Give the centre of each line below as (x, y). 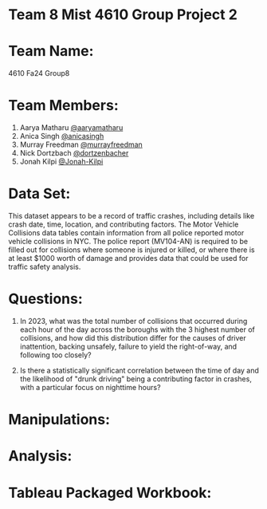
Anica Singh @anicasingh (62, 136)
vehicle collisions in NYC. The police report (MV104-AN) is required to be (128, 241)
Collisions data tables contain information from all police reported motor (126, 233)
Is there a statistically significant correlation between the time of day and (139, 370)
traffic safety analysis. (45, 266)
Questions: (46, 299)
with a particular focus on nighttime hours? (90, 387)
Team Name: (51, 51)
